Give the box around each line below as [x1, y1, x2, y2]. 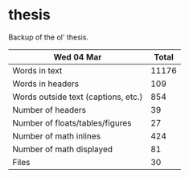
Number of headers [12, 104, 87, 115]
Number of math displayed [12, 143, 113, 155]
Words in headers [12, 78, 79, 89]
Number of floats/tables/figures [12, 117, 132, 128]
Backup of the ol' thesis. [8, 32, 89, 42]
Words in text [12, 64, 63, 76]
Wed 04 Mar [53, 51, 102, 62]
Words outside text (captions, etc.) [12, 91, 143, 102]
